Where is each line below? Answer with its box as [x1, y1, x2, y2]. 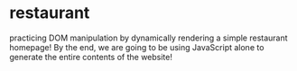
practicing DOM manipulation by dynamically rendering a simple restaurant [9, 32, 288, 43]
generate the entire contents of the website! [9, 51, 173, 62]
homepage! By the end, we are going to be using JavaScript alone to [9, 41, 265, 52]
